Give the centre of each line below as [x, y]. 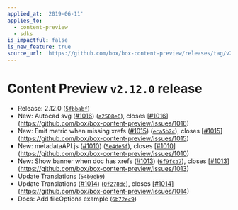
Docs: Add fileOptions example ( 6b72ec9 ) [77, 199]
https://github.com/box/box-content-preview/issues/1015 [103, 138]
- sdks [23, 34]
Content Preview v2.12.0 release [105, 89]
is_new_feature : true [39, 47]
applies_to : [25, 21]
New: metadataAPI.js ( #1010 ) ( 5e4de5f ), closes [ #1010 [95, 145]
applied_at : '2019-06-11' [45, 14]
